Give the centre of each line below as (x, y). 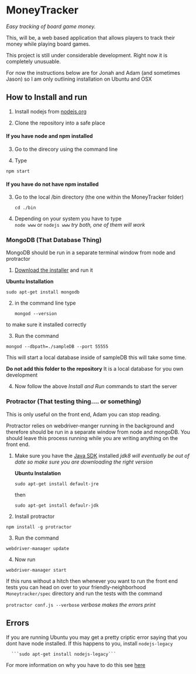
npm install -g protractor (39, 527)
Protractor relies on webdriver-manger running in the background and (90, 426)
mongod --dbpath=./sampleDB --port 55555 (57, 347)
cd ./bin (25, 208)
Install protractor (35, 516)
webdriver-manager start (36, 570)
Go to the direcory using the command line (66, 149)
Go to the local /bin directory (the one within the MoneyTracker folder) (99, 197)
